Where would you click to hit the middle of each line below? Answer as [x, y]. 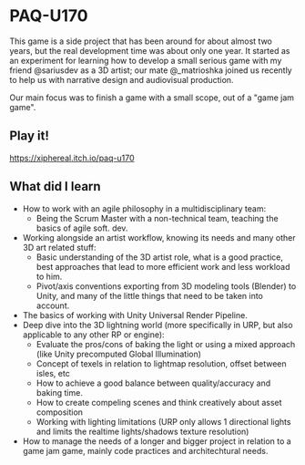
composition [60, 412]
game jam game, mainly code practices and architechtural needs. [145, 450]
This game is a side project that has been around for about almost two [141, 41]
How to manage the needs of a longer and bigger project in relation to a [157, 441]
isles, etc [53, 373]
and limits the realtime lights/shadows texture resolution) [142, 431]
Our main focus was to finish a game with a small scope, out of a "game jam [152, 98]
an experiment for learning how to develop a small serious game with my [146, 60]
